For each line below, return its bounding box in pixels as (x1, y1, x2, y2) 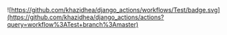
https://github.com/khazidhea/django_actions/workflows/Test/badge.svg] (11, 6, 220, 14)
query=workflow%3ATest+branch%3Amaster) (7, 21, 139, 28)
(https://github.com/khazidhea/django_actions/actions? (7, 13, 164, 21)
